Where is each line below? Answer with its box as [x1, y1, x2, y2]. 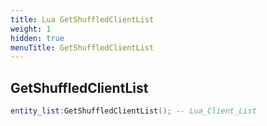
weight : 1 [10, 24, 52, 34]
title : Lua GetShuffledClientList [10, 14, 155, 25]
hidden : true [10, 33, 65, 43]
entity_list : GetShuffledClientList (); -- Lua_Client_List [10, 106, 257, 116]
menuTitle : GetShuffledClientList [10, 42, 155, 53]
